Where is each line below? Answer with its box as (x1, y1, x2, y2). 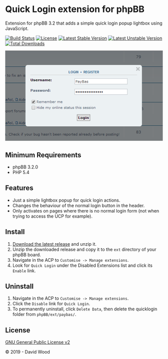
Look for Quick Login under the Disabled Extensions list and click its (12, 262, 152, 268)
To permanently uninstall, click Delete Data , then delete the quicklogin (12, 306, 157, 312)
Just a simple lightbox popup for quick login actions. (12, 197, 120, 203)
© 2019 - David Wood (5, 349, 50, 355)
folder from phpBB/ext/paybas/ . (12, 311, 76, 317)
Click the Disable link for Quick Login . (12, 301, 90, 307)
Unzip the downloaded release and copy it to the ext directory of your (12, 246, 156, 252)
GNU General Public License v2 (5, 339, 70, 345)
